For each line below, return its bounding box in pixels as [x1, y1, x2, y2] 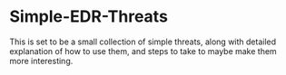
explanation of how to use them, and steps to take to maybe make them [9, 45, 277, 56]
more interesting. [9, 55, 74, 66]
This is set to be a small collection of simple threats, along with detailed [9, 36, 277, 47]
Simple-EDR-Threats [9, 6, 168, 27]
